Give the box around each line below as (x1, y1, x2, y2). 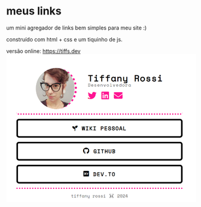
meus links (6, 4, 62, 18)
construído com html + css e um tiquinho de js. (6, 36, 123, 43)
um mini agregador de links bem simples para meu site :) (6, 24, 147, 31)
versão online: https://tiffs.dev (6, 47, 81, 55)
